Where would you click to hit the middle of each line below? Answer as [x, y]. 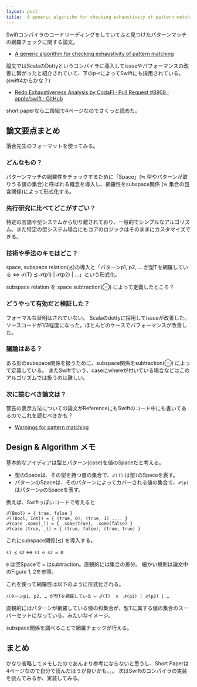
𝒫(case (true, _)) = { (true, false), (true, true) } [73, 529]
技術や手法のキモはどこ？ [42, 253]
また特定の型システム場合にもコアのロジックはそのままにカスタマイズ [101, 229]
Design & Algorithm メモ [51, 447]
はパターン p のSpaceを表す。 [49, 490]
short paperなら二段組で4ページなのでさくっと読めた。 [73, 110]
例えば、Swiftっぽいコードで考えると [51, 502]
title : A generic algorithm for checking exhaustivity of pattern [90, 17]
